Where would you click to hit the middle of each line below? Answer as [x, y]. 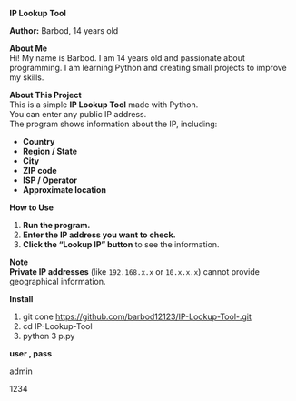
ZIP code [39, 170]
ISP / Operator [49, 180]
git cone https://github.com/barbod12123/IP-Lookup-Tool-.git [137, 316]
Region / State [49, 151]
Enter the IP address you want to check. [99, 235]
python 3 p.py [49, 336]
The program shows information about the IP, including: [113, 124]
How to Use [32, 207]
